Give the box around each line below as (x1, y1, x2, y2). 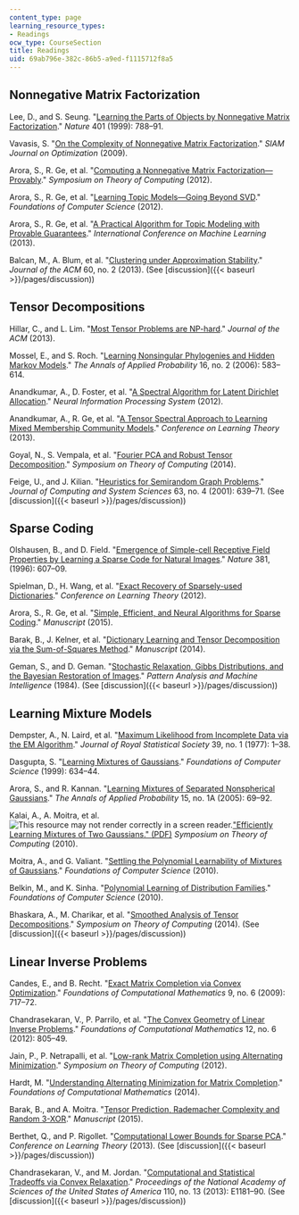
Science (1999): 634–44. (9, 766, 100, 777)
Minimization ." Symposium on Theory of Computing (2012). (9, 1060, 228, 1071)
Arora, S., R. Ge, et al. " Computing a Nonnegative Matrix (9, 164, 216, 175)
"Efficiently (232, 820, 274, 830)
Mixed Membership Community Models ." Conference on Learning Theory (9, 422, 279, 433)
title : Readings (9, 46, 70, 55)
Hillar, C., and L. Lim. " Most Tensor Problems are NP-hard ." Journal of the (9, 323, 280, 334)
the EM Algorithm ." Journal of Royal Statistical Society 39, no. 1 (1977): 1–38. (9, 739, 291, 750)
